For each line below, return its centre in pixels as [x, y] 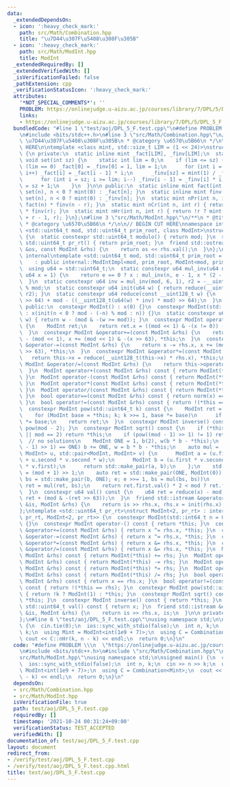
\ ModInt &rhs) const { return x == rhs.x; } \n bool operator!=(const [124, 581]
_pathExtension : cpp [42, 84]
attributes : [30, 97]
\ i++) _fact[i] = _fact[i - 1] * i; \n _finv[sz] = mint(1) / [117, 173]
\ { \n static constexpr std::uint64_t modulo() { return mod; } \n [117, 237]
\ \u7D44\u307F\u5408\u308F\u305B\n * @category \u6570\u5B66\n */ [117, 141]
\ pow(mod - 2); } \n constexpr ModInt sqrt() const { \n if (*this [122, 428]
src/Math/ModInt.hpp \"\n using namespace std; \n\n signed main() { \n [117, 658]
